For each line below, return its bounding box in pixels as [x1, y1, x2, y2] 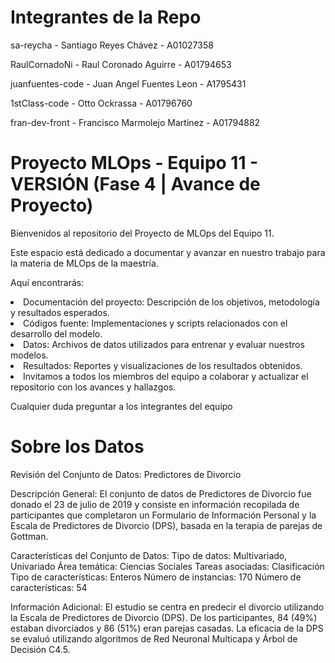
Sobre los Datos [10, 436, 145, 458]
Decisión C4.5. [10, 643, 71, 655]
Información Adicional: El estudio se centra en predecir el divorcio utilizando [10, 601, 325, 613]
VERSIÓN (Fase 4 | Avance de [10, 173, 261, 196]
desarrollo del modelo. [10, 327, 103, 340]
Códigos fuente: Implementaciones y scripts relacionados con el [23, 317, 288, 329]
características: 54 [10, 581, 88, 593]
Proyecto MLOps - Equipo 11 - [10, 152, 259, 175]
